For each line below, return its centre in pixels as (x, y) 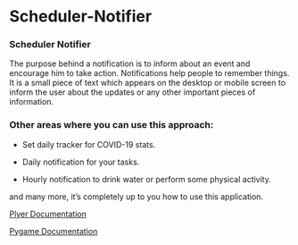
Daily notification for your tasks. (81, 162)
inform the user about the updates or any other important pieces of (132, 92)
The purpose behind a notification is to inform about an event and (130, 63)
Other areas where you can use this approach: (112, 125)
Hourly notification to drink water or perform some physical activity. (147, 179)
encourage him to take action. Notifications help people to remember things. (149, 73)
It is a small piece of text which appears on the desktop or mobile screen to (148, 83)
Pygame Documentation (54, 231)
